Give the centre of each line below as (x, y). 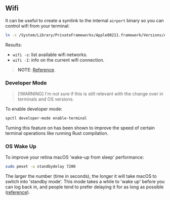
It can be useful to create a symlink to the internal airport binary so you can (85, 20)
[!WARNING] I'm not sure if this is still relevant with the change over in (90, 93)
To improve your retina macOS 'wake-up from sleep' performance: (75, 157)
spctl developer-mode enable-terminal (46, 118)
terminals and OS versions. (46, 99)
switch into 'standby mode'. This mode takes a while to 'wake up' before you (85, 182)
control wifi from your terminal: (37, 26)
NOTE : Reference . (36, 70)
